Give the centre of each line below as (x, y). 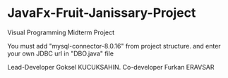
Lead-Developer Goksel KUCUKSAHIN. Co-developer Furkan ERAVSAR (111, 67)
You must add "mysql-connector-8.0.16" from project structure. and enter (114, 46)
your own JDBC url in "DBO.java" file (61, 53)
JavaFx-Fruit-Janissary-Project (102, 13)
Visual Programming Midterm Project (61, 32)
